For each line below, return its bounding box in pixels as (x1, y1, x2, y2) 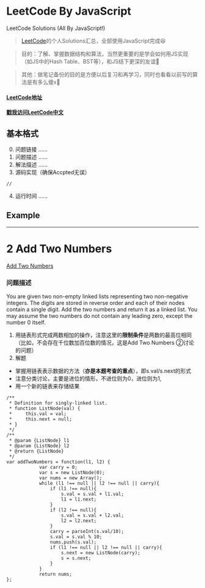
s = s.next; (60, 555, 92, 561)
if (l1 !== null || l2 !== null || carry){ (49, 544, 163, 551)
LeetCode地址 (6, 94, 43, 101)
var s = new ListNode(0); (38, 469, 105, 476)
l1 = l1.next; (60, 496, 97, 502)
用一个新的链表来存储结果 (15, 382, 80, 389)
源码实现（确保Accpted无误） (15, 168, 90, 175)
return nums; (38, 571, 72, 577)
